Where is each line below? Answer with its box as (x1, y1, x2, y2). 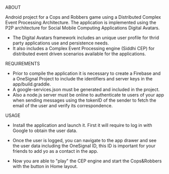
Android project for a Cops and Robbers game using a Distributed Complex (5, 14, 161, 20)
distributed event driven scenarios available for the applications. (12, 51, 146, 57)
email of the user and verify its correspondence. (12, 103, 113, 108)
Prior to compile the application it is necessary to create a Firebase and (12, 70, 161, 76)
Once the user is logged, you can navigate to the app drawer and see (12, 138, 157, 143)
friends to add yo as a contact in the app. (12, 148, 98, 154)
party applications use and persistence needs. (12, 40, 109, 46)
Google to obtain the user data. (12, 127, 77, 134)
